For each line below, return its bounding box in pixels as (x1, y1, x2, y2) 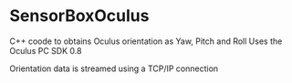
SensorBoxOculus (9, 5, 150, 26)
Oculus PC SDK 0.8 (9, 45, 82, 56)
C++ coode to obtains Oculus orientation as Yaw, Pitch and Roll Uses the (9, 36, 283, 47)
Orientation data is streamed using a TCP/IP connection (9, 63, 219, 74)
